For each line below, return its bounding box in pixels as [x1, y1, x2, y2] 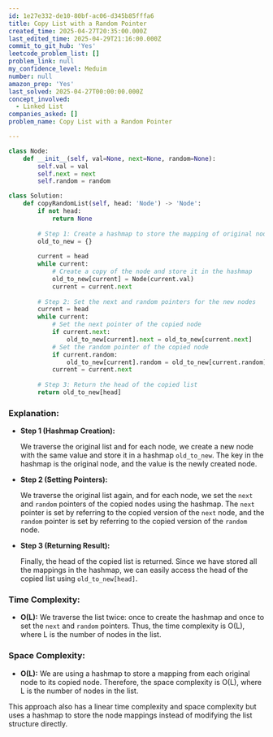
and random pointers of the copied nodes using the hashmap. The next [19, 499, 255, 509]
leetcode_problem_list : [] [8, 50, 100, 58]
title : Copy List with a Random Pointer [8, 20, 148, 28]
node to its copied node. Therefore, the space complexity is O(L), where [19, 677, 262, 687]
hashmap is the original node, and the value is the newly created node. [19, 459, 258, 469]
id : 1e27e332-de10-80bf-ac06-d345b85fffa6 [8, 11, 154, 20]
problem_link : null [8, 58, 75, 66]
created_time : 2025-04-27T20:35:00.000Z [8, 27, 148, 35]
